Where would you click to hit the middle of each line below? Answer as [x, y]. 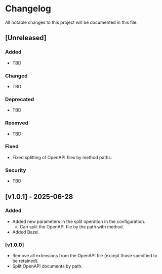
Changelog [28, 9]
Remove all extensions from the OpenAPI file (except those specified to [85, 256]
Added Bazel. [26, 232]
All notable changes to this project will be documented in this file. [72, 22]
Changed [17, 76]
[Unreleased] [26, 38]
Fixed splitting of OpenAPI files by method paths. [62, 157]
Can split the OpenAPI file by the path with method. [72, 226]
